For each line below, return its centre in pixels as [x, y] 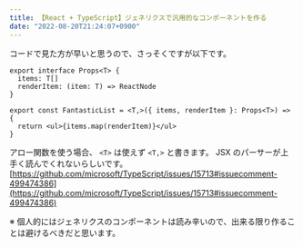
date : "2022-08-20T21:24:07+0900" [75, 26]
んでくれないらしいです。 [81, 163]
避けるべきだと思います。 [73, 232]
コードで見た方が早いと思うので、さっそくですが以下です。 [121, 53]
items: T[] [38, 78]
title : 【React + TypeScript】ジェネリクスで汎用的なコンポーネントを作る [138, 18]
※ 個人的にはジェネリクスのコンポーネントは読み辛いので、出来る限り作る [148, 221]
